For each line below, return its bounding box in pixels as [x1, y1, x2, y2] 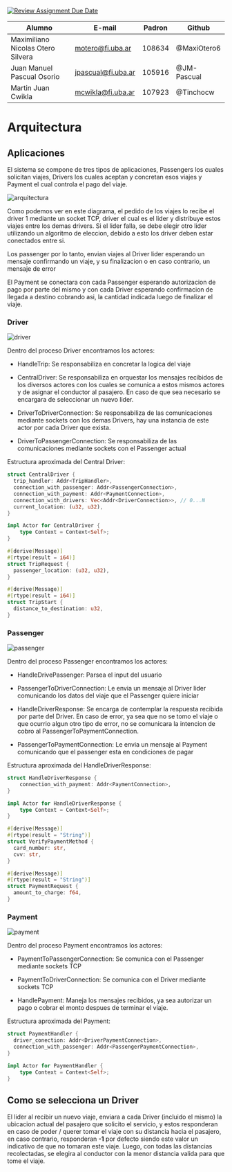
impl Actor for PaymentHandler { [7, 1062, 104, 1069]
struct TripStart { [7, 599, 64, 606]
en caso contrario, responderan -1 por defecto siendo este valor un [7, 1135, 199, 1143]
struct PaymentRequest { [7, 883, 79, 890]
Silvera [10, 52, 33, 62]
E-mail [93, 23, 117, 33]
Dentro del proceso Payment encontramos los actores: [7, 941, 163, 950]
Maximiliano [10, 35, 50, 44]
